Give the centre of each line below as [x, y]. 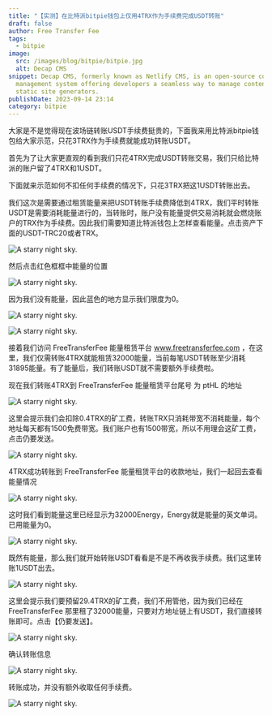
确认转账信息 [30, 654]
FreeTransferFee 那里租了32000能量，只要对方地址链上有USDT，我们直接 [132, 611]
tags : [17, 39]
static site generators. [57, 91]
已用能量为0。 [32, 525]
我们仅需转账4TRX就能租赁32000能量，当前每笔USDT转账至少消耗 [134, 358]
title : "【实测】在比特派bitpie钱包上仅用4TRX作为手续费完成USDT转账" [117, 16]
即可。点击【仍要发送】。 [56, 621]
